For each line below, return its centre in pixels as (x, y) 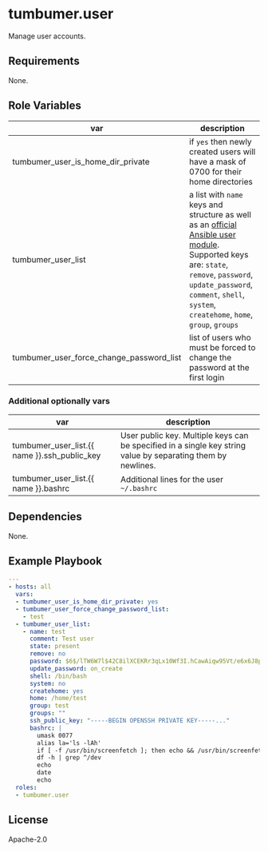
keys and (206, 205)
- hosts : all (30, 587)
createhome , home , (221, 314)
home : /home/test (58, 699)
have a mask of (217, 161)
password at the (219, 367)
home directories (221, 181)
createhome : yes (56, 691)
